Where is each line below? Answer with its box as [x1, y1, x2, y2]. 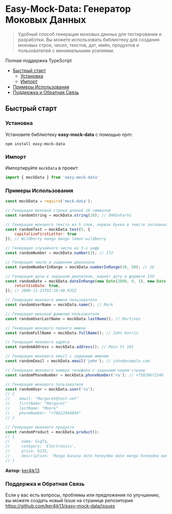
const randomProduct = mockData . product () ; [5, 429, 100, 435]
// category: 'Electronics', [5, 444, 77, 449]
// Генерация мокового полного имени [5, 325, 86, 331]
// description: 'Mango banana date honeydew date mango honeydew [5, 453, 159, 458]
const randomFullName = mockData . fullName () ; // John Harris [5, 330, 139, 335]
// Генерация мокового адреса [5, 340, 70, 345]
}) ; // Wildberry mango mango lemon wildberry [5, 236, 106, 242]
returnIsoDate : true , [14, 283, 60, 289]
